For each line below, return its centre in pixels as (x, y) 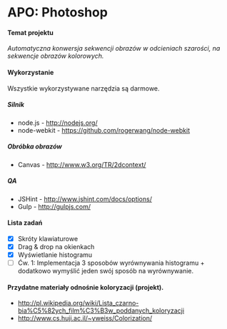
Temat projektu (30, 32)
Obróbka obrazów (35, 146)
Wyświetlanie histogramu (55, 255)
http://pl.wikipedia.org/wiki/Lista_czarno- (78, 303)
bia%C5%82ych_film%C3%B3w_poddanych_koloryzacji (101, 310)
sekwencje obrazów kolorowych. (56, 56)
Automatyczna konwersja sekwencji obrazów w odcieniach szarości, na (114, 49)
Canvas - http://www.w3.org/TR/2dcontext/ (82, 164)
